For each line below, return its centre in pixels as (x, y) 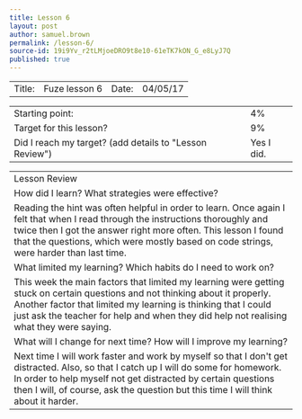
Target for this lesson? (61, 128)
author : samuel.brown (50, 34)
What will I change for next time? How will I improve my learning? (151, 341)
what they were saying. (63, 327)
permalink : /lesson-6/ (52, 43)
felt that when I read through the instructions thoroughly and (141, 219)
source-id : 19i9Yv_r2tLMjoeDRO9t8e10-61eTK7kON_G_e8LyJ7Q (120, 51)
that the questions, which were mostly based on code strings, (144, 241)
